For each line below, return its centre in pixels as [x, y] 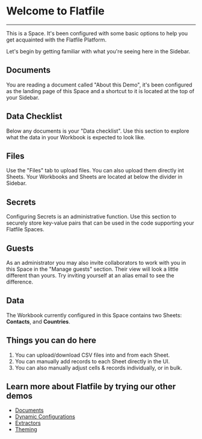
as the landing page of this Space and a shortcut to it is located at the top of [100, 91]
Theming [26, 429]
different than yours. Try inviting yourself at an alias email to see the [90, 275]
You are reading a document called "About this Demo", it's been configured [99, 85]
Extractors [28, 423]
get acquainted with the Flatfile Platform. [57, 40]
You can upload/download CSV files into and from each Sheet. [92, 355]
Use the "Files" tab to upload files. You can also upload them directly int [95, 171]
